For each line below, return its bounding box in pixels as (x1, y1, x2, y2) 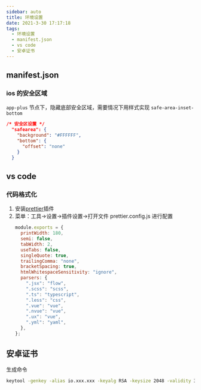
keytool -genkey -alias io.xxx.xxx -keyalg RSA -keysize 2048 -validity (6, 377, 191, 384)
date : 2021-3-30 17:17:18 (6, 20, 71, 26)
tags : (6, 25, 20, 32)
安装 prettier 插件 (14, 205, 54, 212)
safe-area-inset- (151, 105, 194, 111)
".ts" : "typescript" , (26, 292, 80, 298)
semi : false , (20, 236, 53, 242)
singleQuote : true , (20, 253, 69, 259)
